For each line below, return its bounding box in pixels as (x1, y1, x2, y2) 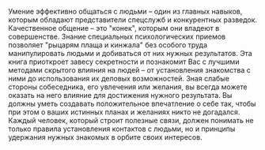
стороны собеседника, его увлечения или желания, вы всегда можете (8, 82, 248, 92)
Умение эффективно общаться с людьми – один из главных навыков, (8, 7, 243, 16)
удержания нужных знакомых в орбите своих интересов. (8, 133, 203, 141)
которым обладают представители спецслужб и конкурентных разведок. (8, 15, 258, 24)
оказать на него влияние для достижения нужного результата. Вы (8, 91, 233, 99)
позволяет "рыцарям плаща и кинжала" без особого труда (8, 40, 208, 50)
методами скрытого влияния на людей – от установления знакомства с (8, 66, 251, 74)
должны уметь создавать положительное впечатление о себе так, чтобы (8, 99, 256, 108)
